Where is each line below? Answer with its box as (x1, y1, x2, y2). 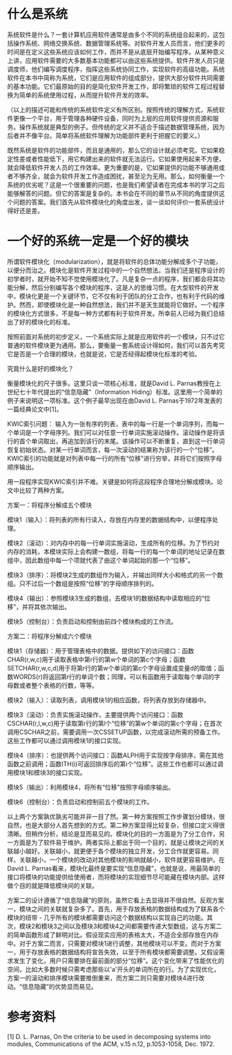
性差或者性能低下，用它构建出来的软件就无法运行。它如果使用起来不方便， (12, 155, 225, 163)
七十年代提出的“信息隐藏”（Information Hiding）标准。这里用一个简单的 (19, 387, 223, 396)
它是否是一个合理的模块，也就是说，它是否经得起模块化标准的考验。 (7, 349, 201, 358)
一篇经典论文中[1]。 (7, 405, 63, 413)
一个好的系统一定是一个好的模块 (7, 233, 189, 249)
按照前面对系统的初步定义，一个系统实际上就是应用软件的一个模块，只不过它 (7, 332, 225, 340)
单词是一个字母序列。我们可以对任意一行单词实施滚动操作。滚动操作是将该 (12, 428, 225, 436)
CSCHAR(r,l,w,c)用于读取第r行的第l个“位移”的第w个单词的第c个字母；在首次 (7, 719, 222, 727)
